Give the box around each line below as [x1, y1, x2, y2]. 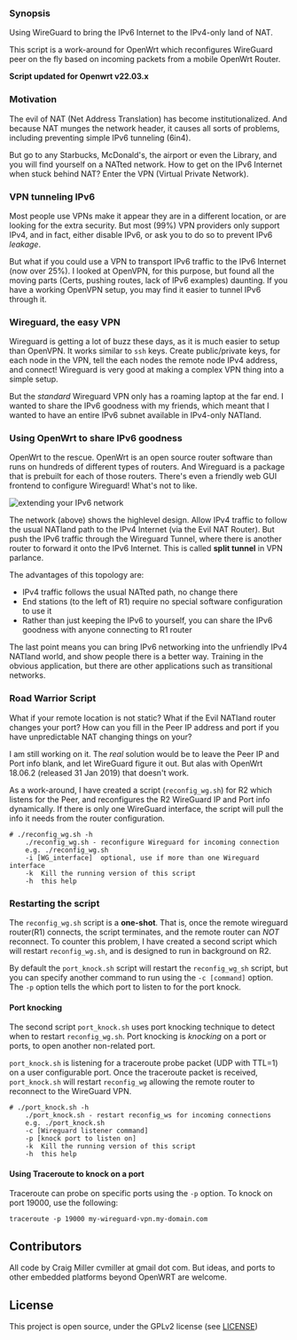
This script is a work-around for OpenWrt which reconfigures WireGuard [9, 44, 273, 55]
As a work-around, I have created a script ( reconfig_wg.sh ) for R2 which [9, 784, 273, 795]
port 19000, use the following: [9, 1197, 119, 1209]
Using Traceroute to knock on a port [9, 1168, 145, 1178]
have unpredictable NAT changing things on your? [9, 731, 192, 742]
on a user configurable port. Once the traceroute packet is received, [9, 1068, 259, 1078]
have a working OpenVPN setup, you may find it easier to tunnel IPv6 [9, 284, 262, 295]
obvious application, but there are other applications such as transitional [9, 660, 273, 672]
